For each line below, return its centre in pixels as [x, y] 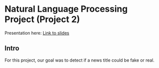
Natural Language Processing [66, 9]
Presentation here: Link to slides [37, 33]
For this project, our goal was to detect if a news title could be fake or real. [79, 60]
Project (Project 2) [42, 19]
